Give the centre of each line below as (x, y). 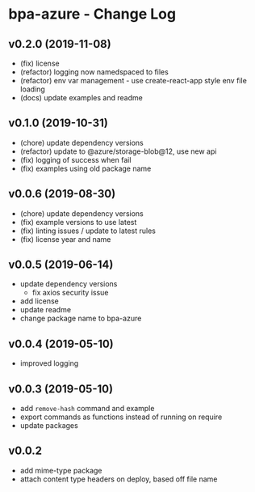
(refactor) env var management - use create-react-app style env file (134, 81)
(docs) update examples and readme (81, 98)
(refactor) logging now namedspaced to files (94, 72)
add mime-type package (61, 470)
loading (33, 89)
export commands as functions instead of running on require (121, 417)
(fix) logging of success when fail (75, 159)
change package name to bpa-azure (81, 318)
